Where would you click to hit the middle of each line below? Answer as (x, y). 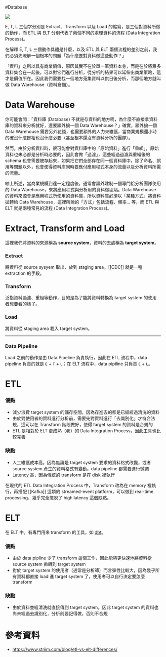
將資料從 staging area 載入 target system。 (49, 328)
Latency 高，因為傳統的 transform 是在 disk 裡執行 (63, 475)
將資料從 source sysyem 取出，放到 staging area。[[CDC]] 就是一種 (74, 267)
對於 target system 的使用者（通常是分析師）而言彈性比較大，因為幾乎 (84, 571)
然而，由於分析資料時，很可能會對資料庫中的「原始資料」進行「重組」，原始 (82, 148)
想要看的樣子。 (24, 304)
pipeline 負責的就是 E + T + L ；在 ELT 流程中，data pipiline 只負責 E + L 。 (79, 364)
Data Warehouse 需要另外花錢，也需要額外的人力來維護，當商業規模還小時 (81, 131)
